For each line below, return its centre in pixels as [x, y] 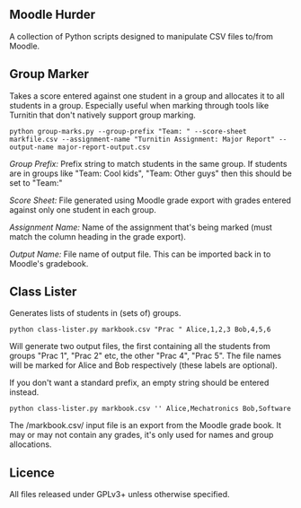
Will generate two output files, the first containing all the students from [140, 346]
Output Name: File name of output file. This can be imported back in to [140, 254]
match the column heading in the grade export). [98, 236]
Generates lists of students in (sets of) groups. [95, 313]
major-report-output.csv [104, 147]
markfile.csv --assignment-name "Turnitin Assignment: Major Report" [142, 139]
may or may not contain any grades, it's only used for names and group [142, 435]
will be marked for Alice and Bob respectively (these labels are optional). [144, 365]
